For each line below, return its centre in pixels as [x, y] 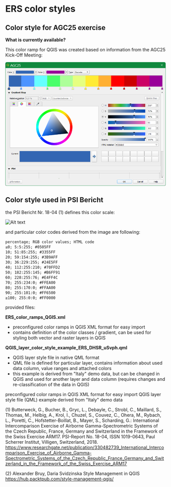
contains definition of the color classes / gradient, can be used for [82, 332]
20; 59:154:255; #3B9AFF [32, 257]
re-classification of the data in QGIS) [51, 384]
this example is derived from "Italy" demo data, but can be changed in [86, 374]
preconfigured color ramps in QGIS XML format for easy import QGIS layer [83, 394]
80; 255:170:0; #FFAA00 [31, 288]
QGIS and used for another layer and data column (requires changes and [89, 379]
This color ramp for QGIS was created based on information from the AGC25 [85, 50]
